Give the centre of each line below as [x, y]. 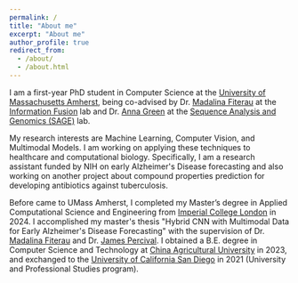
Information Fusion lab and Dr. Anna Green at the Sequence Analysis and [143, 111]
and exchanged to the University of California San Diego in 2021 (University [148, 259]
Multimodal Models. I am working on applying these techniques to [130, 147]
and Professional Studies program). [74, 269]
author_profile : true [49, 42]
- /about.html [43, 68]
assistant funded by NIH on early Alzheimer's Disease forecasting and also [146, 166]
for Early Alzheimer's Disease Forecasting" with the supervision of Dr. [137, 230]
